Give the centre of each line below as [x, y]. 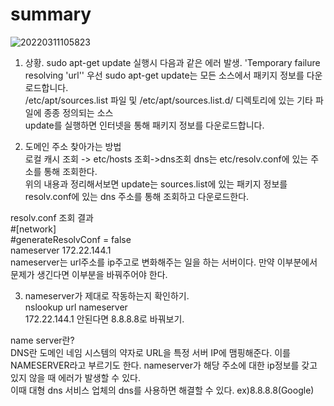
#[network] [33, 229]
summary [51, 14]
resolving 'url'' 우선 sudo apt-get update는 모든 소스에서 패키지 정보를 [164, 75]
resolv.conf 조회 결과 [52, 217]
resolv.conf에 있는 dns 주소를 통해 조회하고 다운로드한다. [137, 196]
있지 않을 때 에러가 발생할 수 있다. [75, 377]
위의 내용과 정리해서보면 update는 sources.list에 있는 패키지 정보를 [156, 184]
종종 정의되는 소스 [78, 112]
